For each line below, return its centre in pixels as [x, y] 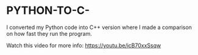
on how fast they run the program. [49, 33]
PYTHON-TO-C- [48, 11]
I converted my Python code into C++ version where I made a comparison [99, 27]
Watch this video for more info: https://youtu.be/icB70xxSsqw [84, 45]
